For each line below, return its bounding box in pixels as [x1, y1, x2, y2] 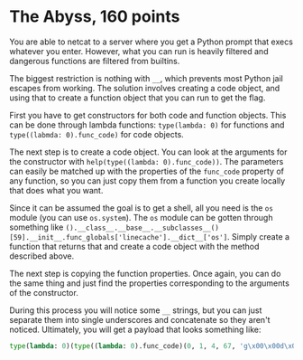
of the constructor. [9, 287, 78, 298]
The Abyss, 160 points [9, 6, 180, 27]
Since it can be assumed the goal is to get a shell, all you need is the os [9, 202, 273, 213]
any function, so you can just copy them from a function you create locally [9, 175, 286, 186]
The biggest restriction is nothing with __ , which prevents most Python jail [9, 72, 284, 83]
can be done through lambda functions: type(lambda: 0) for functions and [9, 119, 285, 130]
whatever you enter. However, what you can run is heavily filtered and [9, 45, 269, 56]
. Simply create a [226, 231, 290, 242]
